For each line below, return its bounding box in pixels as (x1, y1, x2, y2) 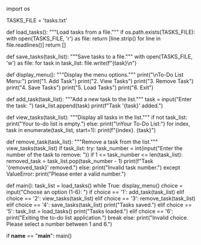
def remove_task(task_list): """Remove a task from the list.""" (6, 138, 158, 145)
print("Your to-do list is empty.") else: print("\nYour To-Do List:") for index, (6, 120, 191, 127)
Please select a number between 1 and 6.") (6, 220, 113, 227)
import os (6, 5, 30, 12)
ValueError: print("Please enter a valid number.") (6, 170, 126, 177)
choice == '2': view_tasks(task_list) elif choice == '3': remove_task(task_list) (6, 195, 196, 202)
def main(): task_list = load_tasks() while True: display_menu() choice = (6, 182, 183, 189)
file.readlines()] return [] (6, 42, 66, 48)
